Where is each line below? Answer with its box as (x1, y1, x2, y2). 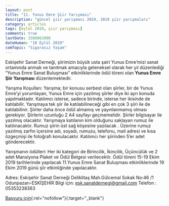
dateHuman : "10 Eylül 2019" (5, 40, 65, 46)
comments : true (5, 31, 37, 36)
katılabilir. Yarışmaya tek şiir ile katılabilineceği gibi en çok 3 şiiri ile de (5, 101, 150, 107)
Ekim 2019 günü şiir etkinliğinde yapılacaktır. (5, 164, 98, 171)
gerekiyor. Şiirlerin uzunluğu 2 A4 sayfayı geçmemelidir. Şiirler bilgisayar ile (5, 112, 162, 118)
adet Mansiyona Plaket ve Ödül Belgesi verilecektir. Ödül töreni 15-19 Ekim (5, 154, 160, 160)
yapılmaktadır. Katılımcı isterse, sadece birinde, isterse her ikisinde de (5, 96, 150, 102)
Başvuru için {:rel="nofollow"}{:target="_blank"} (5, 195, 104, 201)
